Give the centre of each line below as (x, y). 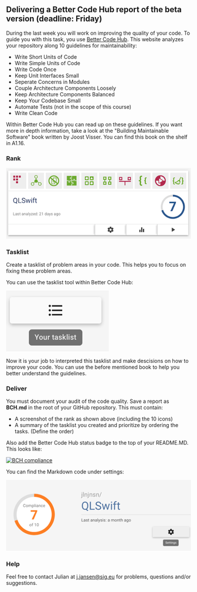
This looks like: (24, 449)
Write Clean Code (36, 113)
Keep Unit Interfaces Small (47, 75)
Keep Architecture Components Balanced (65, 94)
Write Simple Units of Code (47, 63)
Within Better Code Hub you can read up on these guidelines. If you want (94, 124)
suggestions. (22, 583)
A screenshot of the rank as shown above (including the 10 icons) (94, 419)
